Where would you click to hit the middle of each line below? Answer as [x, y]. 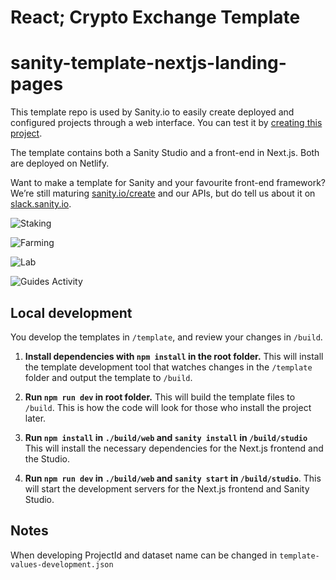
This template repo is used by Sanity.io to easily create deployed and [152, 112]
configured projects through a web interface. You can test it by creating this [166, 123]
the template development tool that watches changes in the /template [168, 367]
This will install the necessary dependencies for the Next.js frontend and [174, 448]
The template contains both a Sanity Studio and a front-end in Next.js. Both [165, 153]
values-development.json [62, 564]
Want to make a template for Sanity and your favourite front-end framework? [168, 183]
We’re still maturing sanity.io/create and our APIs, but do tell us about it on [163, 193]
